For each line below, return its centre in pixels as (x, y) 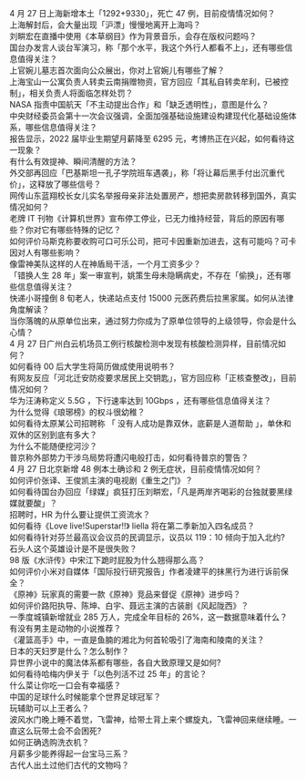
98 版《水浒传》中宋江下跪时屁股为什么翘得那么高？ (107, 560)
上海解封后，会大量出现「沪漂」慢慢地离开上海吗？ (105, 25)
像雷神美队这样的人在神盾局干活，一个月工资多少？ (105, 264)
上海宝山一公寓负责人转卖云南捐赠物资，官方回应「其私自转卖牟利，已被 (145, 82)
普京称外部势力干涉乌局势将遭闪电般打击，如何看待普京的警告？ (129, 457)
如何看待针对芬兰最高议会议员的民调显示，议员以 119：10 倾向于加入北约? (147, 537)
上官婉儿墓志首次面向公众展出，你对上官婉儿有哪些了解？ (117, 70)
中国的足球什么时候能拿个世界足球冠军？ (85, 697)
